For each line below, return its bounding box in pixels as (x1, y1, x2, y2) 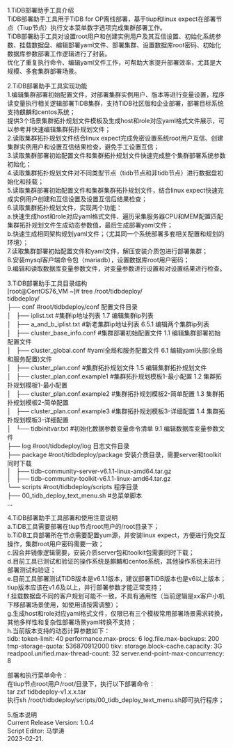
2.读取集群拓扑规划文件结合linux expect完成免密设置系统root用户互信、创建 (7, 134, 224, 142)
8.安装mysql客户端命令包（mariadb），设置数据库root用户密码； (7, 256, 190, 264)
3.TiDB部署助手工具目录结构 (7, 279, 88, 287)
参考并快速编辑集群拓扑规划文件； (13, 125, 111, 134)
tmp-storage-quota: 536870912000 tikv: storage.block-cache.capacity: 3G (7, 642, 223, 650)
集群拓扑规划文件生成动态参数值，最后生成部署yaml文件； (7, 221, 174, 229)
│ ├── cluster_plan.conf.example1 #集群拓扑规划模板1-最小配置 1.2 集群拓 (7, 372, 223, 381)
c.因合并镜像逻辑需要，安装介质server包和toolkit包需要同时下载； (7, 548, 195, 557)
